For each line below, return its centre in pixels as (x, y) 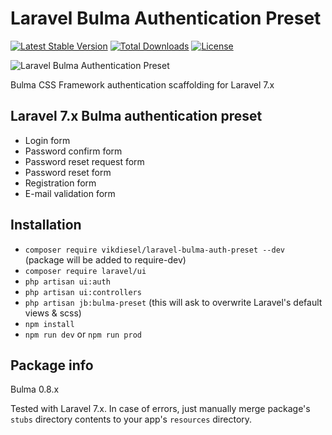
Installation (46, 225)
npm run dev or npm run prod (83, 334)
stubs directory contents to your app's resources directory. (131, 419)
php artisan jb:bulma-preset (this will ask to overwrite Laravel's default (173, 302)
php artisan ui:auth (67, 282)
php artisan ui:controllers (83, 292)
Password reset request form (84, 161)
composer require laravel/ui (85, 271)
